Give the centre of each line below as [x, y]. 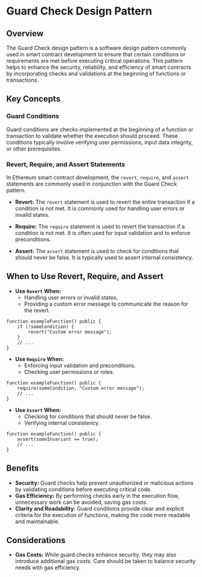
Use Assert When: [38, 410]
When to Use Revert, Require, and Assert [85, 276]
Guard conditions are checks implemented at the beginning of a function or [100, 129]
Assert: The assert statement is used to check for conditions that [97, 251]
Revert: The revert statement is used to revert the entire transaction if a [105, 202]
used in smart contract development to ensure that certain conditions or [96, 54]
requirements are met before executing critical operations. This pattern [95, 61]
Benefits [23, 469]
